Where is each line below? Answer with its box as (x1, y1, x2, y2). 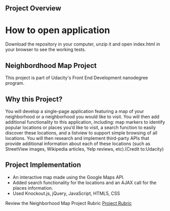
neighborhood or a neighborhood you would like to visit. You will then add (5, 114, 160, 120)
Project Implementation (5, 161, 81, 169)
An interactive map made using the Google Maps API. (12, 174, 125, 180)
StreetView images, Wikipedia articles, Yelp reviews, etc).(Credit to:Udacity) (5, 146, 164, 152)
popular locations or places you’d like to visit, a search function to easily (5, 124, 156, 130)
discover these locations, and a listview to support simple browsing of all (5, 129, 157, 136)
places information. (12, 185, 53, 191)
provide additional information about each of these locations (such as (5, 140, 151, 147)
